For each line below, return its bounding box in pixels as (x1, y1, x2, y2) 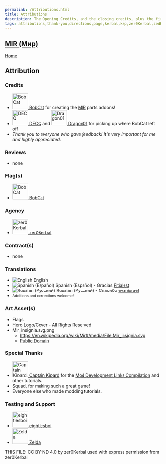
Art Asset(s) (5, 305, 36, 312)
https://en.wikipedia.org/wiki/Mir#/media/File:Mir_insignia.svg (19, 332, 146, 338)
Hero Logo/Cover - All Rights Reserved (12, 322, 92, 328)
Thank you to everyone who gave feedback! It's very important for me (12, 131, 156, 137)
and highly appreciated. (12, 136, 61, 142)
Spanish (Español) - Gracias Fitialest (55, 282, 130, 288)
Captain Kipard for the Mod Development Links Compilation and (29, 372, 159, 378)
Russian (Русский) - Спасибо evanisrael (56, 288, 139, 293)
